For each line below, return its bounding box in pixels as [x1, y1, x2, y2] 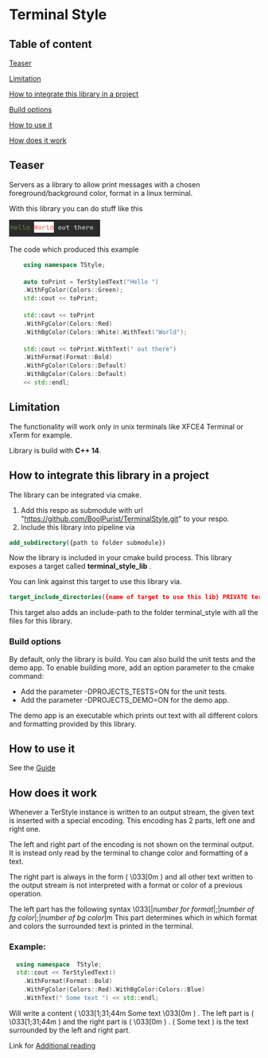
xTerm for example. [9, 430, 72, 440]
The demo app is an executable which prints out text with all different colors [9, 711, 258, 720]
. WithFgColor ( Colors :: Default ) [23, 362, 127, 370]
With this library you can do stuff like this [9, 203, 143, 213]
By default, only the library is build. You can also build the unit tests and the [9, 654, 256, 664]
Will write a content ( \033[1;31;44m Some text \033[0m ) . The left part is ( [9, 1008, 254, 1017]
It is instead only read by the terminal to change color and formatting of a [9, 848, 249, 858]
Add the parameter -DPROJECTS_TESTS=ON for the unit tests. [20, 687, 227, 696]
